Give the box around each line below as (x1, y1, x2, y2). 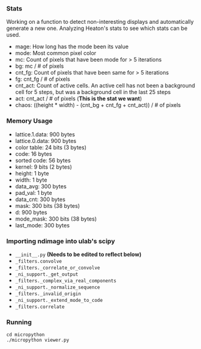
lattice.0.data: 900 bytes (15, 137, 77, 144)
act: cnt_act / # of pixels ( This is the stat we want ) (15, 95, 142, 102)
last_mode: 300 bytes (15, 221, 70, 229)
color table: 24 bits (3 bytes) (15, 144, 86, 151)
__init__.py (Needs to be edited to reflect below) (15, 251, 142, 258)
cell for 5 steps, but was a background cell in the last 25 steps (15, 89, 171, 96)
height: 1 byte (15, 169, 49, 177)
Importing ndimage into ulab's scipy (6, 237, 115, 245)
